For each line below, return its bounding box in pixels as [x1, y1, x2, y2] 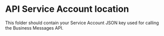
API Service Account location [5, 3, 129, 15]
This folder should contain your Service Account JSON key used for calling [5, 20, 160, 26]
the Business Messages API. [5, 25, 64, 31]
